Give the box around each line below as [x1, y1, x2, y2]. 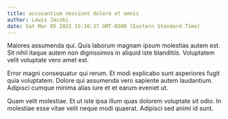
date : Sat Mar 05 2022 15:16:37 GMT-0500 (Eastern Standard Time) [7, 23, 201, 29]
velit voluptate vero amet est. [7, 56, 89, 64]
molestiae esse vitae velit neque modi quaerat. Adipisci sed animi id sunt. [7, 104, 214, 113]
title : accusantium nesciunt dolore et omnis [7, 10, 139, 17]
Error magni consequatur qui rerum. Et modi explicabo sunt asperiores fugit [7, 69, 220, 77]
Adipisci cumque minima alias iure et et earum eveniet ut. [7, 83, 168, 92]
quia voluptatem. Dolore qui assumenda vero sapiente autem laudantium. [7, 77, 214, 85]
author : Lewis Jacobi [7, 16, 69, 23]
